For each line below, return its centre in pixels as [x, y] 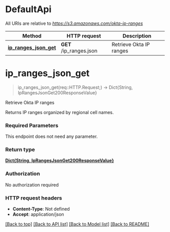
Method [32, 35]
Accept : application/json [38, 214]
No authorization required [32, 185]
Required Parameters [32, 125]
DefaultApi [28, 9]
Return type [20, 149]
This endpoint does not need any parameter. [51, 137]
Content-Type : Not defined [41, 209]
